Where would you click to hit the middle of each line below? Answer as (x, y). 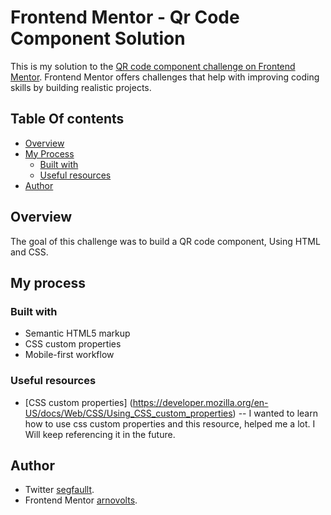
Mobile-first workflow (69, 355)
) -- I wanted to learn (275, 413)
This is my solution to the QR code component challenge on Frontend (153, 66)
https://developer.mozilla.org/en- (200, 402)
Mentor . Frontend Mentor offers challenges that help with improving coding (165, 77)
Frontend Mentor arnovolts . (81, 500)
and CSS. (29, 252)
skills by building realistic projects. (81, 87)
